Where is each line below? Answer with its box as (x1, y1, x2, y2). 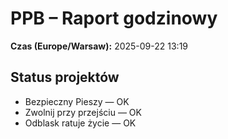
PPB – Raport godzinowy (10, 7, 218, 30)
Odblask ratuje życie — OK (24, 117, 137, 129)
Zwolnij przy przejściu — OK (24, 106, 142, 118)
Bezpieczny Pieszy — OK (24, 95, 130, 107)
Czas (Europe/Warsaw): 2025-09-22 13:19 (10, 40, 189, 52)
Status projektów (10, 69, 120, 86)
